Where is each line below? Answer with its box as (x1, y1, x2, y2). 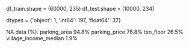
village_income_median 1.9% (6, 35, 78, 41)
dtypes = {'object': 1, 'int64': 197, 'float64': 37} (6, 17, 122, 23)
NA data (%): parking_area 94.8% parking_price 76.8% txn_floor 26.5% (6, 28, 184, 35)
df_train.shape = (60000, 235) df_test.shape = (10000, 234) (6, 5, 155, 12)
